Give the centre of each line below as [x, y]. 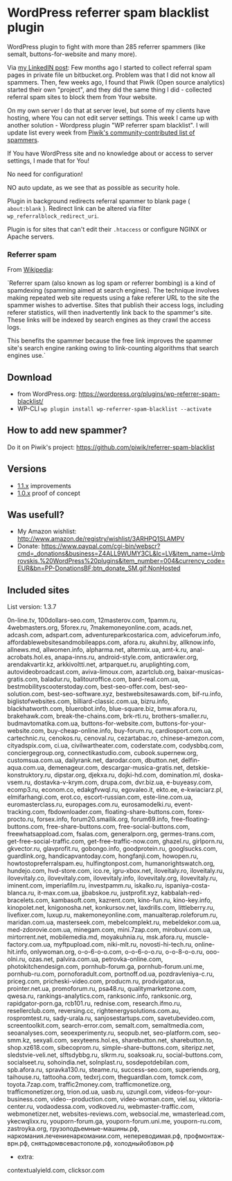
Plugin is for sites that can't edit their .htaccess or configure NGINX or [107, 229]
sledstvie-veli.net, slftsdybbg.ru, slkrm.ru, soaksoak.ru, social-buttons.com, [115, 1055]
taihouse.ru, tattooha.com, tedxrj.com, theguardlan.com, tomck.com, [105, 1077]
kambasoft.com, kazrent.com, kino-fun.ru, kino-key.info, [132, 900]
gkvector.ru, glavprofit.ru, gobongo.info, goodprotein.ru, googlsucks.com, [113, 849]
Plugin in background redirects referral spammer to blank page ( [99, 201]
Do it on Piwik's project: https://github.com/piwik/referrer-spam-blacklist [111, 447]
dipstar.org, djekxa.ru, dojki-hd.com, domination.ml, [128, 775]
